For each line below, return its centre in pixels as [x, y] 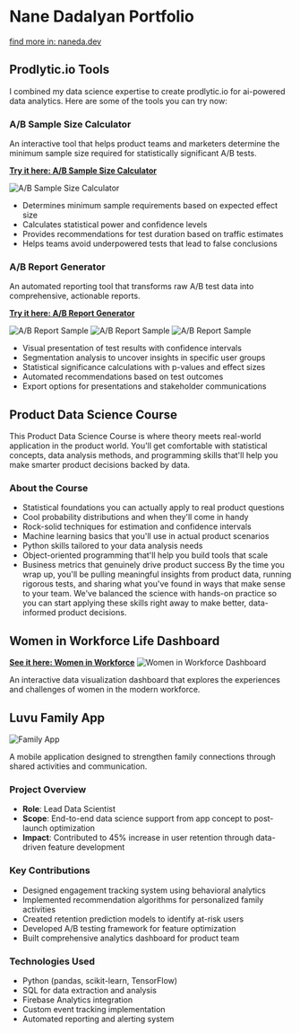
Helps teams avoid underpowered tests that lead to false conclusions [150, 243]
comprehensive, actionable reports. [75, 296]
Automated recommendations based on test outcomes [123, 377]
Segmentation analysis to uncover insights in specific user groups [144, 358]
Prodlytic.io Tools [60, 70]
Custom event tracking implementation [94, 1009]
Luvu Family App [57, 717]
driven [34, 847]
